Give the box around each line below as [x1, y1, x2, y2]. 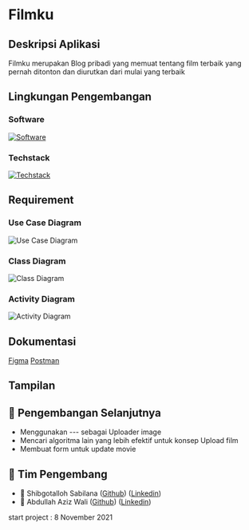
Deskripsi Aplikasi [8, 38, 101, 51]
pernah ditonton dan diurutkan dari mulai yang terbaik [8, 67, 185, 77]
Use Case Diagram [8, 217, 82, 228]
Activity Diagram [8, 293, 76, 304]
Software [8, 114, 45, 125]
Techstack [8, 152, 50, 163]
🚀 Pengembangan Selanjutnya [8, 405, 161, 420]
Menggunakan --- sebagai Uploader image [19, 427, 162, 437]
